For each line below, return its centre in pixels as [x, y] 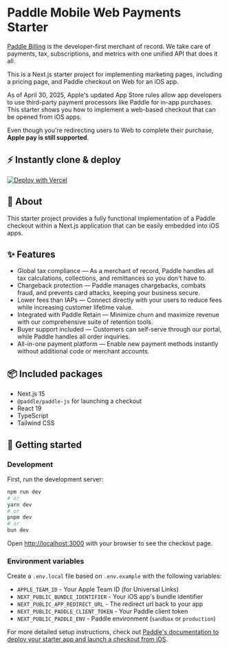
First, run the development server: [55, 479]
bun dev [18, 530]
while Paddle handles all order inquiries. [74, 337]
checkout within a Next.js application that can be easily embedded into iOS [113, 226]
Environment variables [46, 561]
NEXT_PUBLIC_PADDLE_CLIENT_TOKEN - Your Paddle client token [102, 611]
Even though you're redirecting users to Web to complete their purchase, [110, 130]
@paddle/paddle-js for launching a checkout [79, 401]
